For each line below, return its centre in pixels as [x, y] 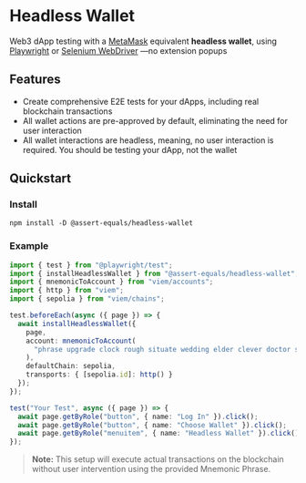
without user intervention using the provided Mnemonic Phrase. [151, 469]
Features [35, 80]
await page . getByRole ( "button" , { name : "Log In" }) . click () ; [138, 416]
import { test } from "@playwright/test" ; [91, 265]
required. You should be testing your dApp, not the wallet [130, 149]
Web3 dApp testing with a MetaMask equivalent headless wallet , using [143, 41]
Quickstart [41, 179]
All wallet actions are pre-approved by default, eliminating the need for [155, 120]
